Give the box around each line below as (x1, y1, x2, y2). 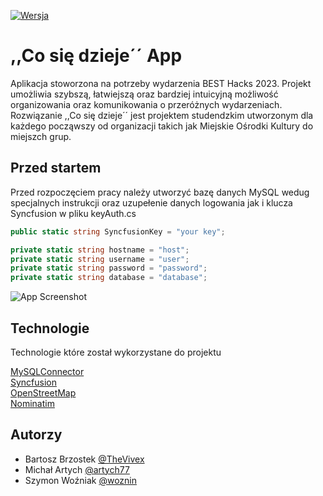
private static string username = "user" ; (10, 254, 190, 264)
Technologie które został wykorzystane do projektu (10, 346, 222, 358)
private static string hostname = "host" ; (10, 245, 190, 255)
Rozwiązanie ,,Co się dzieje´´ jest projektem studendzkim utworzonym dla (10, 109, 314, 121)
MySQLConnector (10, 365, 85, 377)
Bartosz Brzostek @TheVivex (24, 453, 145, 465)
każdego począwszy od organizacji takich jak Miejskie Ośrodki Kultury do (10, 120, 314, 132)
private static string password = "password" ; (10, 263, 208, 274)
